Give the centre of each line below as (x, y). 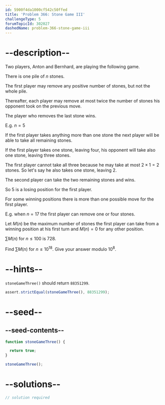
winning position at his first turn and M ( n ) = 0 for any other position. (75, 229)
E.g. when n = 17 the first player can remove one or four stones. (70, 214)
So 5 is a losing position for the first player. (49, 190)
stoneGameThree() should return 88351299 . (47, 283)
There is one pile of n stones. (35, 76)
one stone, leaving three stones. (38, 155)
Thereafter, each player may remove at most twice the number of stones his (82, 101)
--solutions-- (33, 384)
